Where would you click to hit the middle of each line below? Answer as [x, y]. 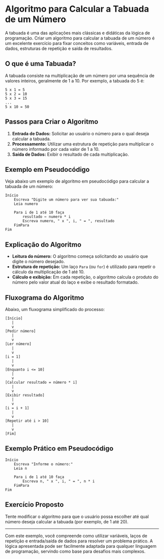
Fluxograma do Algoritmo [45, 298]
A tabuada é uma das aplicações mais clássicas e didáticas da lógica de [78, 33]
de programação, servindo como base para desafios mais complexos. [75, 551]
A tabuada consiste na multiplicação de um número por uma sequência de [80, 75]
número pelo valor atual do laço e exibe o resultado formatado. [75, 282]
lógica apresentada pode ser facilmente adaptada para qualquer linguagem [81, 546]
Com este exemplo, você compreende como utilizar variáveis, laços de [76, 536]
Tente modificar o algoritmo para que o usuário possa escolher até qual [77, 517]
